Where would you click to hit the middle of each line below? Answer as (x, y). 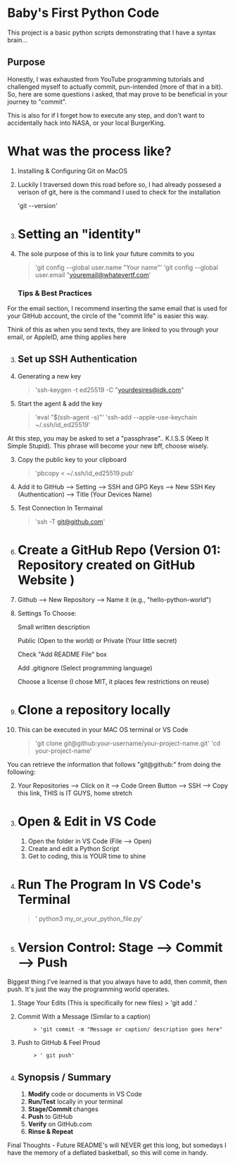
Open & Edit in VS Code (87, 821)
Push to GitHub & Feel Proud (59, 1043)
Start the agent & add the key (60, 403)
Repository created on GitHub (106, 565)
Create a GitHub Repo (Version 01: (119, 550)
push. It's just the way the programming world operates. (89, 989)
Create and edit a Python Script (74, 848)
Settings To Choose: (47, 613)
